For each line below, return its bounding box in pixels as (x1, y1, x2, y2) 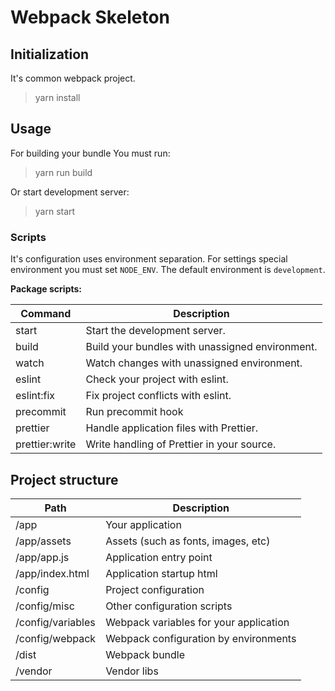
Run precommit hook (85, 405, 184, 419)
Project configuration (105, 582, 205, 596)
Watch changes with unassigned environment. (85, 356, 303, 370)
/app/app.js (15, 550, 70, 564)
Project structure (10, 471, 119, 488)
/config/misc (15, 599, 75, 613)
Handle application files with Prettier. (85, 421, 259, 435)
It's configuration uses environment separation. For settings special (10, 253, 288, 265)
